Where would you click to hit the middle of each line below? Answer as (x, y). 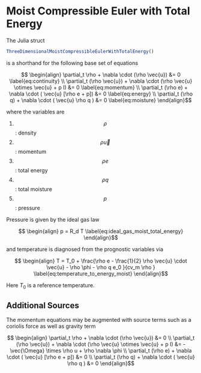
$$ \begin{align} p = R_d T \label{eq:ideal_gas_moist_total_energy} (101, 231)
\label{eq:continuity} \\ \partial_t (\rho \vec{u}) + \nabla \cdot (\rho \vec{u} (101, 81)
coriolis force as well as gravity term (51, 326)
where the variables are (35, 112)
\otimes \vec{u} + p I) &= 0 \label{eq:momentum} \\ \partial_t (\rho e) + (101, 87)
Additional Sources (43, 305)
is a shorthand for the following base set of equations (72, 63)
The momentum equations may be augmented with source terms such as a (99, 320)
